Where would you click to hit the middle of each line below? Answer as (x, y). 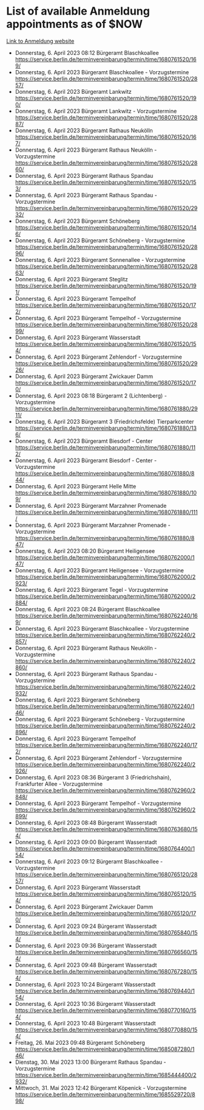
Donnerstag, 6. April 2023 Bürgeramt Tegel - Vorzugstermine (92, 589)
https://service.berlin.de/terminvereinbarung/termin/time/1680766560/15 (106, 952)
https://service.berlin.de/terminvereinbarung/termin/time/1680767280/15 (106, 971)
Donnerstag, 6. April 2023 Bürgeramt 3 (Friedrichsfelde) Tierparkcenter (104, 421)
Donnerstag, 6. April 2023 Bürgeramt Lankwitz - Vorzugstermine (96, 111)
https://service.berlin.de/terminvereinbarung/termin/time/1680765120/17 (105, 913)
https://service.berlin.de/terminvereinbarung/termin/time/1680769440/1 (105, 991)
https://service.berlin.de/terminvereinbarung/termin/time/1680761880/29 (106, 409)
